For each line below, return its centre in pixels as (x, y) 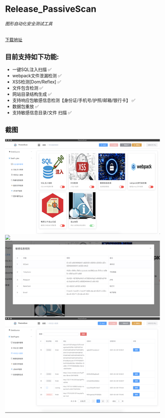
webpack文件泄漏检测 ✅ (37, 76)
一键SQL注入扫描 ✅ (32, 69)
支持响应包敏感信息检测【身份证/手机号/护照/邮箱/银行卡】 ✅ (74, 100)
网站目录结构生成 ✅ (32, 94)
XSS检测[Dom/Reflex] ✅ (37, 82)
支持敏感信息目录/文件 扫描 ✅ (42, 113)
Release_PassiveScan (51, 9)
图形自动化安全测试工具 (29, 24)
